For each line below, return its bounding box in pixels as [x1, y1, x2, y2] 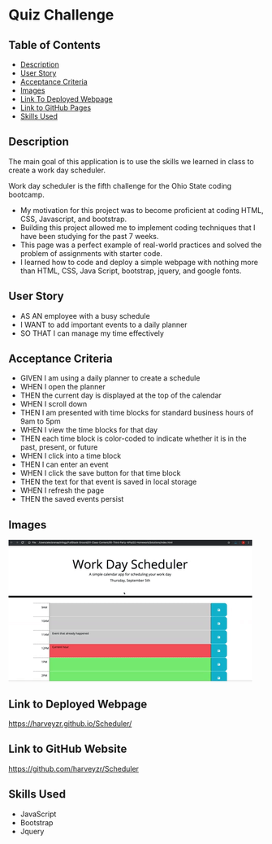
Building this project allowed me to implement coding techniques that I [19, 222, 256, 233]
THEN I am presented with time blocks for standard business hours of [19, 408, 254, 418]
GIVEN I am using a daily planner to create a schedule [19, 373, 201, 383]
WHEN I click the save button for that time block [19, 468, 181, 478]
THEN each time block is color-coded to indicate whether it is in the [19, 433, 247, 444]
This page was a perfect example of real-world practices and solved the [19, 240, 262, 250]
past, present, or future [19, 442, 98, 452]
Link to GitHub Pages [19, 103, 92, 112]
